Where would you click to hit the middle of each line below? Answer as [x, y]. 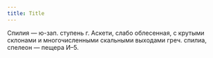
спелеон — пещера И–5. [43, 47]
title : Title [26, 13]
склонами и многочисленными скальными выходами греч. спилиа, [107, 40]
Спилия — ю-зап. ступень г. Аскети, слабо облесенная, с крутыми [106, 33]
